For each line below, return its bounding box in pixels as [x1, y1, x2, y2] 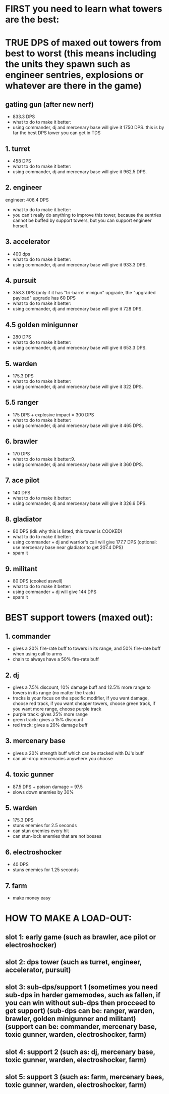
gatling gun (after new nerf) [5, 100, 94, 109]
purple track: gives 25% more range [12, 711, 88, 717]
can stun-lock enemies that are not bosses [12, 833, 102, 839]
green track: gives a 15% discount [12, 716, 83, 722]
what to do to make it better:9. [12, 456, 76, 462]
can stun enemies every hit [12, 828, 69, 834]
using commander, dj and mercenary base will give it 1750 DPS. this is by [12, 125, 164, 131]
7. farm [5, 881, 27, 890]
